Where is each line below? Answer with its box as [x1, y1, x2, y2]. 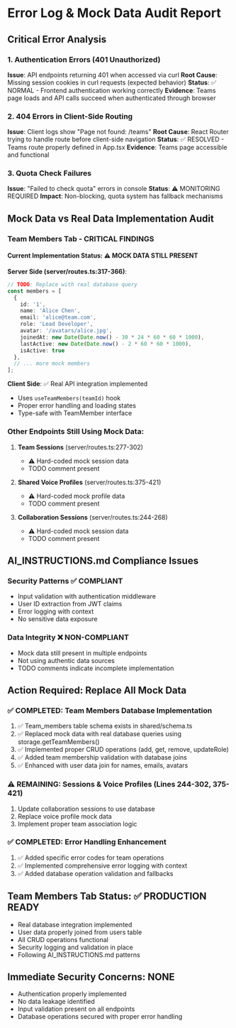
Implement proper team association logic [17, 819, 137, 828]
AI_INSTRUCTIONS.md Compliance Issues [7, 554, 199, 567]
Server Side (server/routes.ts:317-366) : [7, 267, 128, 275]
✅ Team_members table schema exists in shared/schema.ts [17, 722, 193, 731]
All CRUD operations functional [17, 935, 108, 944]
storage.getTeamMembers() [17, 738, 100, 746]
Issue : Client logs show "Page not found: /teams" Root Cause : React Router [7, 128, 229, 136]
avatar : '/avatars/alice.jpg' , [20, 327, 113, 334]
